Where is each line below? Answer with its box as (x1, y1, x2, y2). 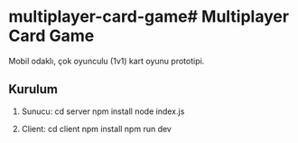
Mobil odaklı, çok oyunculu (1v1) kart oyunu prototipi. (8, 55, 205, 66)
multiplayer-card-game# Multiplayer (8, 6, 290, 27)
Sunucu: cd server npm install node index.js (21, 106, 185, 117)
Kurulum (8, 81, 59, 97)
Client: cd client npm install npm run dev (21, 123, 172, 134)
